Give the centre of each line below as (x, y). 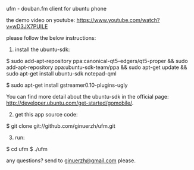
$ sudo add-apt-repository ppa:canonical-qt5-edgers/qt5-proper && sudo (97, 61)
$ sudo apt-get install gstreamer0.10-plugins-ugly (67, 85)
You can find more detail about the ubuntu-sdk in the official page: (87, 97)
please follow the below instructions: (51, 38)
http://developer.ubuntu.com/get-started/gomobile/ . (70, 103)
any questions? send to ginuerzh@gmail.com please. (71, 160)
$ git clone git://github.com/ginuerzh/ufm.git (61, 126)
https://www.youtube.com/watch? (118, 20)
